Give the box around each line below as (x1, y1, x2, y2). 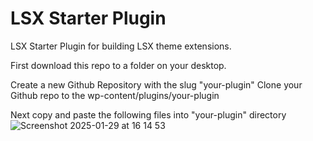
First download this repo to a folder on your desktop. (10, 59, 227, 71)
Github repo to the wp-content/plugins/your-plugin (10, 89, 220, 101)
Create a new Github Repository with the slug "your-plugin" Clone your (10, 78, 303, 91)
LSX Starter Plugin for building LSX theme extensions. (10, 40, 232, 52)
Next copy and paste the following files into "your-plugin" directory (10, 108, 287, 121)
